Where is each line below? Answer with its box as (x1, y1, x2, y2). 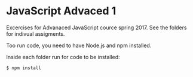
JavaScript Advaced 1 (6, 4, 117, 18)
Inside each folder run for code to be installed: (6, 53, 121, 60)
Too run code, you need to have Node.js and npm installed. (6, 42, 152, 49)
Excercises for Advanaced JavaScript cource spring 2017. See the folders (6, 24, 187, 31)
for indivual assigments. (6, 30, 65, 37)
